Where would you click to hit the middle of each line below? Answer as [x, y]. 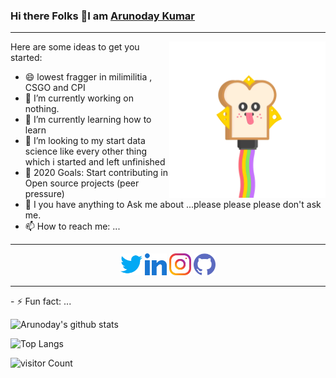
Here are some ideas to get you [75, 47]
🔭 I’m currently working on [79, 98]
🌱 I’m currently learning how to [88, 120]
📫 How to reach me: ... [72, 226]
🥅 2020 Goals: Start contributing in [96, 173]
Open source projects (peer [82, 183]
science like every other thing [86, 151]
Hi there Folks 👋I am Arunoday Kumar [103, 16]
